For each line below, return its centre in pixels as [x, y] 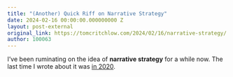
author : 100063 [29, 40]
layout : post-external [40, 26]
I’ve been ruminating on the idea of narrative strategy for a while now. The [115, 59]
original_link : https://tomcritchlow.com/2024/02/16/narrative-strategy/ [117, 33]
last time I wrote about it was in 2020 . [61, 67]
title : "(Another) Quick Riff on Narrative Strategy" [87, 14]
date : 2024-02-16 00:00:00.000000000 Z [65, 20]
